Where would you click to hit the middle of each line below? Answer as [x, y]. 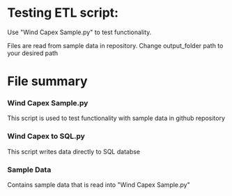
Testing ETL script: [63, 13]
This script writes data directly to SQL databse [74, 151]
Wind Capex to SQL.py [46, 136]
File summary [48, 81]
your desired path [33, 53]
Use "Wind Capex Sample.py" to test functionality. [79, 32]
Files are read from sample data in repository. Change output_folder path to [115, 45]
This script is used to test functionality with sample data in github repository [116, 118]
